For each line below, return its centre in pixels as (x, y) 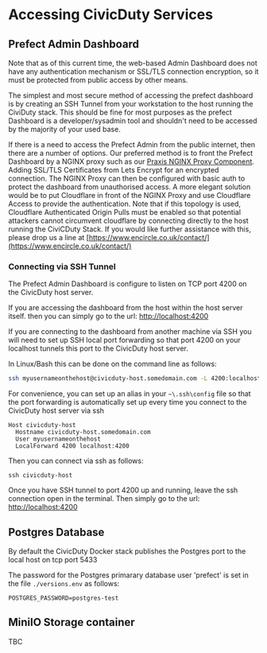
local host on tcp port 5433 (53, 559)
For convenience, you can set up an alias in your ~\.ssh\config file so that (130, 394)
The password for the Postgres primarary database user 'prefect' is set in (128, 575)
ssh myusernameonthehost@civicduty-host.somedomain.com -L (108, 379)
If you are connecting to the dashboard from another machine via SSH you (130, 332)
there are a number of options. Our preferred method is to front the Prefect (130, 153)
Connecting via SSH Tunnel (62, 266)
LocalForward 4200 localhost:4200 (72, 446)
